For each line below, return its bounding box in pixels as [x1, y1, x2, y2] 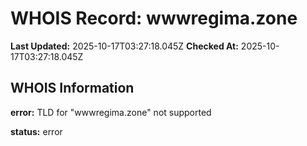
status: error [10, 125, 63, 137]
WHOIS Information [10, 80, 135, 97]
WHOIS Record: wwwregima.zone [10, 7, 298, 30]
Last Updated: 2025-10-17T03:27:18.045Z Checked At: [10, 40, 239, 52]
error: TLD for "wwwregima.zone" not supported [10, 106, 212, 118]
